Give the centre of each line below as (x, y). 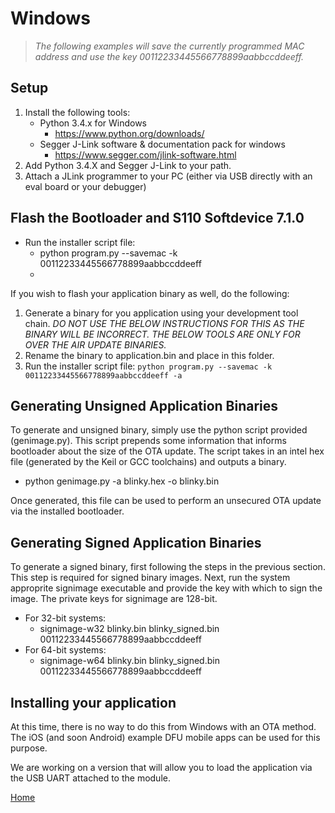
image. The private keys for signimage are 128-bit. (114, 599)
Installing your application (93, 702)
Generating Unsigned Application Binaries (144, 405)
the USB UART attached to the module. (90, 778)
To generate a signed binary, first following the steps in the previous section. (168, 567)
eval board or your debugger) (85, 186)
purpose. (29, 748)
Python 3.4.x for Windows (93, 123)
